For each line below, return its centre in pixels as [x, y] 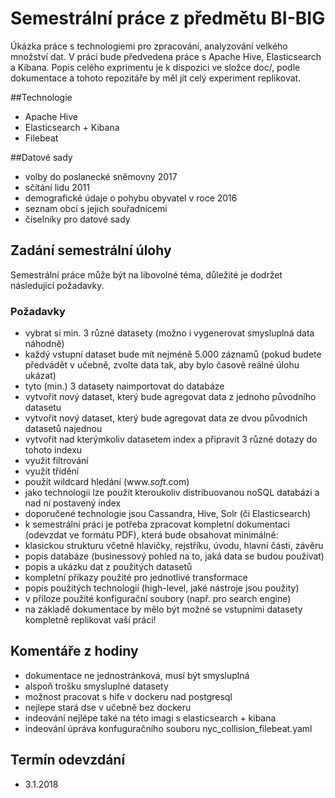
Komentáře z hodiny [74, 651]
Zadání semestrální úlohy [91, 250]
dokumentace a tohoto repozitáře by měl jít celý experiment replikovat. [156, 78]
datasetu [43, 408]
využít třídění [52, 471]
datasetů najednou [63, 429]
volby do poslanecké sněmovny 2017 [101, 176]
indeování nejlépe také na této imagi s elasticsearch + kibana [150, 718]
